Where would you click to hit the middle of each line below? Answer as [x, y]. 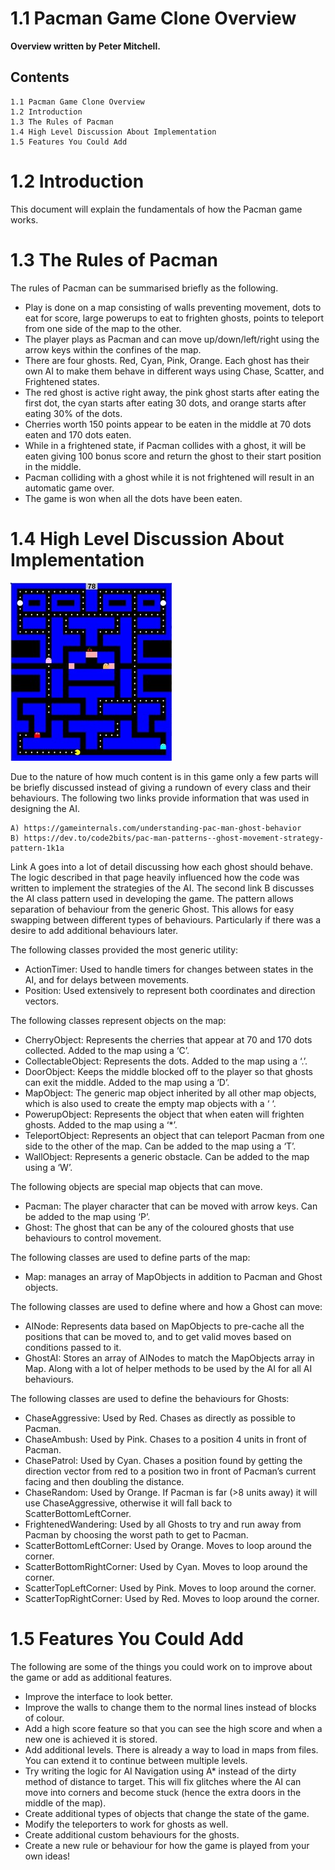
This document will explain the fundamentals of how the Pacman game [156, 209]
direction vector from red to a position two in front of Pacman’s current [170, 1471]
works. [24, 219]
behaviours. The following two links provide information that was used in [160, 798]
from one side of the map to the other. [103, 328]
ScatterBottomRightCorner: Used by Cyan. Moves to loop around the [166, 1566]
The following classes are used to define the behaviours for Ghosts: [150, 1398]
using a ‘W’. [48, 1167]
